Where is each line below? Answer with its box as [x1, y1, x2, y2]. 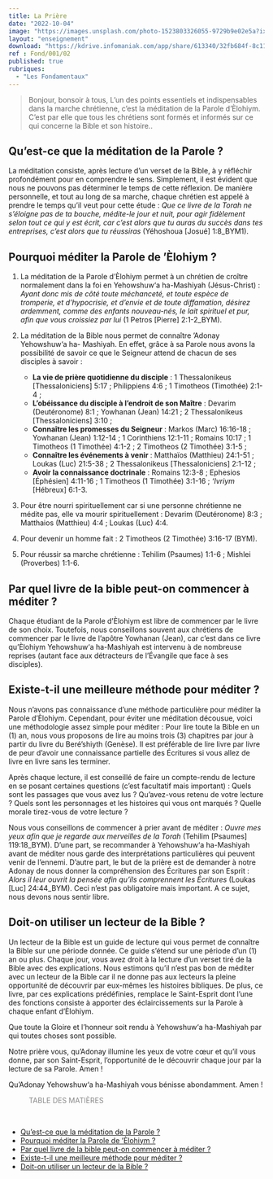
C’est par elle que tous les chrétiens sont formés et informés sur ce [28, 112, 253, 122]
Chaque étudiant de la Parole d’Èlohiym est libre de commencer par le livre [8, 616, 258, 626]
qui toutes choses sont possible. [8, 1031, 117, 1041]
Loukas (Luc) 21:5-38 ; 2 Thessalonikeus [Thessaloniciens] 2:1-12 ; [32, 459, 256, 469]
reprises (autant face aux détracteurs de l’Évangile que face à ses [8, 651, 229, 660]
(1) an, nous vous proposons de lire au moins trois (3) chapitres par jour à [8, 730, 254, 740]
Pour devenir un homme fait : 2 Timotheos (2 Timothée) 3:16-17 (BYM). [19, 534, 258, 544]
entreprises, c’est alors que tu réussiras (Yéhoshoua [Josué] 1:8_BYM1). [8, 226, 249, 236]
